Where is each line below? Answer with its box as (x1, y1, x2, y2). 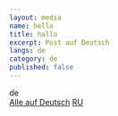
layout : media (9, 12, 63, 22)
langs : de (9, 46, 46, 55)
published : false (9, 63, 74, 72)
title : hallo (9, 29, 58, 38)
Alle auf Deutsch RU (9, 96, 83, 107)
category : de (9, 54, 58, 63)
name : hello (9, 21, 54, 30)
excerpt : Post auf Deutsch (9, 37, 110, 47)
